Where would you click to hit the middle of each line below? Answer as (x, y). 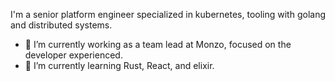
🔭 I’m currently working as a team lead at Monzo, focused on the (158, 44)
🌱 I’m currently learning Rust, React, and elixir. (119, 65)
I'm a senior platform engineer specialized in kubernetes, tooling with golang (168, 14)
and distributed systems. (61, 25)
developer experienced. (73, 55)
